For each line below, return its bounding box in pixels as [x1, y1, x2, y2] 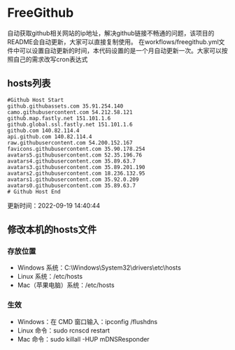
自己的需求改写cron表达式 [13, 54, 88, 64]
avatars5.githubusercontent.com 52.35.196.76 [7, 152, 142, 159]
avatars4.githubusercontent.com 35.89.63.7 [7, 157, 136, 165]
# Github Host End [7, 188, 61, 195]
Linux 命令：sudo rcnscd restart [17, 326, 111, 335]
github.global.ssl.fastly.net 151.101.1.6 [7, 121, 133, 128]
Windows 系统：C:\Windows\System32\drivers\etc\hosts [17, 263, 182, 272]
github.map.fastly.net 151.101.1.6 [7, 115, 111, 122]
